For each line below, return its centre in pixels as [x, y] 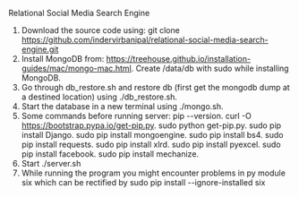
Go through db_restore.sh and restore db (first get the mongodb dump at [155, 87]
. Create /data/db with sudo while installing [210, 68]
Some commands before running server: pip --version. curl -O [136, 116]
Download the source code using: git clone [100, 30]
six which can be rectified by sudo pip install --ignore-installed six [143, 182]
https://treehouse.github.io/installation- [179, 59]
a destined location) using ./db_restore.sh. [99, 97]
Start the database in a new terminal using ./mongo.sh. [123, 106]
